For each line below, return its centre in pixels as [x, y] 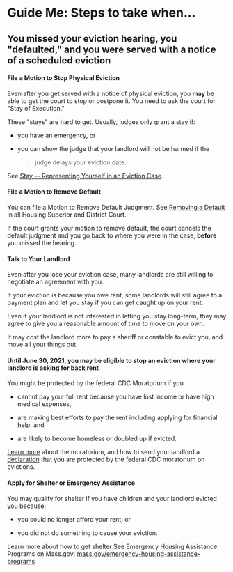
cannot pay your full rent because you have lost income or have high [115, 397]
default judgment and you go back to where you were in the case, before [112, 235]
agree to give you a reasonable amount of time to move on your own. [106, 324]
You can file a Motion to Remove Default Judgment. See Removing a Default [116, 207]
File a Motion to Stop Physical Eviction [64, 78]
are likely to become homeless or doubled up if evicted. [97, 439]
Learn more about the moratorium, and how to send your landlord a [104, 452]
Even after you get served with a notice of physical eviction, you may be [111, 93]
